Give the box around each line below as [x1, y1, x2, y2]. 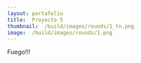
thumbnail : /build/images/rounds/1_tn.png [7, 23, 135, 29]
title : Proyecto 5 [7, 16, 64, 23]
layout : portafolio [7, 10, 64, 17]
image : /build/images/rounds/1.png [7, 29, 113, 36]
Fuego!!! [7, 48, 31, 56]
